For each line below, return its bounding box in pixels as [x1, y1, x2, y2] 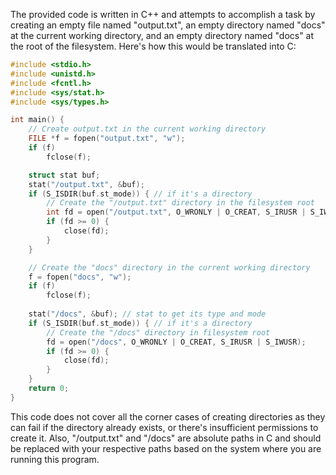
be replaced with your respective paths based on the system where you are [10, 442, 322, 454]
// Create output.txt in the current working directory [28, 124, 267, 134]
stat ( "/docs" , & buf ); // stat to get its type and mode [28, 309, 267, 319]
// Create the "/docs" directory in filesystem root [46, 327, 271, 338]
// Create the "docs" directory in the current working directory [28, 262, 311, 273]
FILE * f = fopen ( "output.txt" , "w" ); [28, 134, 186, 144]
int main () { [10, 115, 65, 125]
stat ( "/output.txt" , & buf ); [28, 179, 145, 189]
